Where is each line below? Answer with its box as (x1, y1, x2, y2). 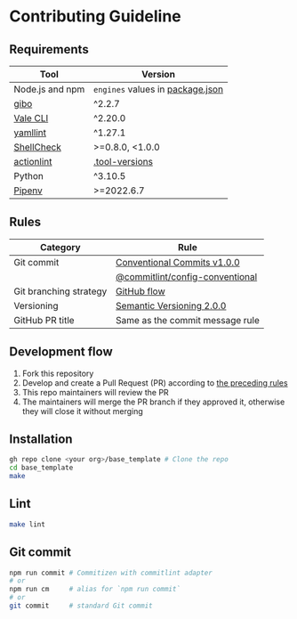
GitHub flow (115, 285, 166, 297)
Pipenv (13, 184, 43, 197)
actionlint (13, 156, 52, 167)
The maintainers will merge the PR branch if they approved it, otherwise (21, 396, 285, 407)
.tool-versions (92, 156, 154, 167)
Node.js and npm (13, 83, 85, 95)
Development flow (9, 345, 113, 360)
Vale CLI (13, 112, 49, 124)
